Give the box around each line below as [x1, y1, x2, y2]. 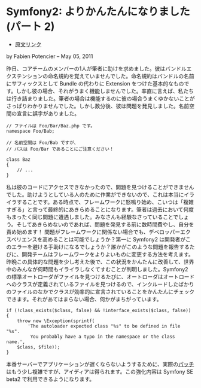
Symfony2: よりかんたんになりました [6, 5, 190, 19]
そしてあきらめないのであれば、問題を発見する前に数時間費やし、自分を [16, 221, 194, 228]
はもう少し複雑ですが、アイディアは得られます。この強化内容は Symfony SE [6, 368, 193, 375]
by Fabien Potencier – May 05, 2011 [6, 53, 93, 60]
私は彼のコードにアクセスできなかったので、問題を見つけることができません [6, 183, 194, 191]
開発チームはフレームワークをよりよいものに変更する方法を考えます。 [22, 250, 194, 258]
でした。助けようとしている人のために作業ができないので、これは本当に [6, 191, 184, 198]
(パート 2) [6, 20, 55, 33]
